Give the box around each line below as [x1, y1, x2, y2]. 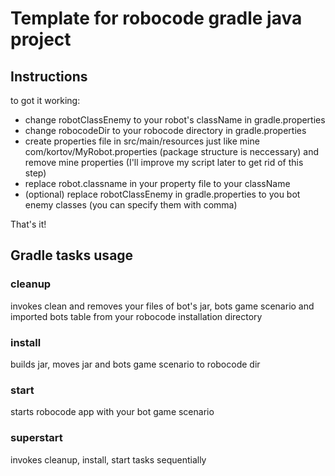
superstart [10, 431, 63, 445]
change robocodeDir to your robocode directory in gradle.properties [24, 125, 307, 136]
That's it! [10, 218, 47, 230]
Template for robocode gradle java [10, 7, 303, 30]
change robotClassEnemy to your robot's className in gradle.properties [24, 114, 326, 126]
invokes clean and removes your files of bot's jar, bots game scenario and [10, 300, 315, 312]
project [10, 28, 72, 51]
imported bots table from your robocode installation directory [10, 310, 263, 322]
